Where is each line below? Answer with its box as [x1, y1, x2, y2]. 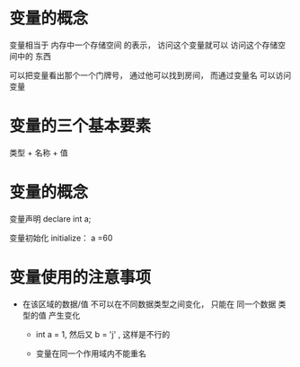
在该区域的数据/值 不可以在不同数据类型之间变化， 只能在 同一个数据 [22, 298, 277, 310]
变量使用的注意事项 [9, 267, 152, 287]
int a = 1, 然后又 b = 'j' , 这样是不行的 [35, 328, 171, 339]
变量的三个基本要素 [9, 116, 152, 136]
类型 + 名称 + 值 [9, 147, 69, 158]
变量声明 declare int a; [9, 213, 92, 224]
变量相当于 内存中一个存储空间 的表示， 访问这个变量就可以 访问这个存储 [9, 39, 278, 50]
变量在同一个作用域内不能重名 [35, 347, 146, 359]
